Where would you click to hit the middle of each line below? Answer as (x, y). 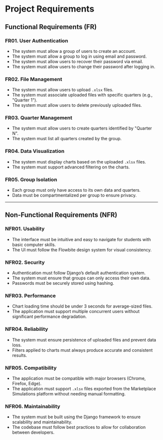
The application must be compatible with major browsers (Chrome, (79, 378)
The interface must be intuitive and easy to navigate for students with (81, 239)
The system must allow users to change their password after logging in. (83, 66)
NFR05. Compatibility (31, 368)
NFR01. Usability (25, 229)
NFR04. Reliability (27, 329)
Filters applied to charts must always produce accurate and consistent (82, 350)
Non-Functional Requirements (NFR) (61, 215)
